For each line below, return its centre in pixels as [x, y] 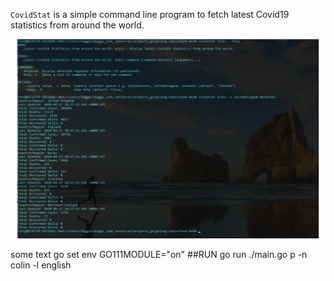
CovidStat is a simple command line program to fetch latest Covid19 [150, 14]
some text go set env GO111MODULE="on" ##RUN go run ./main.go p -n [159, 254]
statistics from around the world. [77, 25]
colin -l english [41, 265]
